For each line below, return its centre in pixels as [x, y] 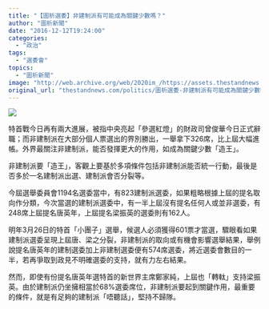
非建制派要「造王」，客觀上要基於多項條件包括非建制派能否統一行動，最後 [129, 166]
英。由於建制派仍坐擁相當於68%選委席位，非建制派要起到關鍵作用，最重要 [132, 287]
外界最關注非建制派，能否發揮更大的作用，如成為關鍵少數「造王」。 [132, 149]
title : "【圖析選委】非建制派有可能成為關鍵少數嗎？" [87, 16]
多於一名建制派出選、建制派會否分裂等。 [82, 176]
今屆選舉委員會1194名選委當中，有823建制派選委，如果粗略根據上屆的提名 [131, 193]
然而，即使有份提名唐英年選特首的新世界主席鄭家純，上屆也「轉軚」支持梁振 [134, 277]
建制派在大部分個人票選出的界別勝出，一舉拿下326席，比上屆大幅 [144, 139]
